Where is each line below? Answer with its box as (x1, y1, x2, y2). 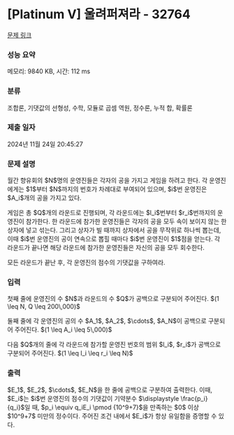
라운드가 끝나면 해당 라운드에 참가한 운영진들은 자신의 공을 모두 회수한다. (7, 244, 205, 252)
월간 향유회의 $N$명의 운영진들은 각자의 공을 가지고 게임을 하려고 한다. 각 (7, 176, 208, 185)
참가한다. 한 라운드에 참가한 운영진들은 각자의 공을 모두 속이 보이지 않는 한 (25, 217, 227, 226)
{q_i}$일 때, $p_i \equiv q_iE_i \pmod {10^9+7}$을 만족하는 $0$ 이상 (7, 403, 199, 411)
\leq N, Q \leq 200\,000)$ (7, 302, 80, 311)
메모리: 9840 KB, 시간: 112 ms (7, 67, 91, 75)
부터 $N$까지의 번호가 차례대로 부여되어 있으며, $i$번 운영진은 (36, 185, 207, 193)
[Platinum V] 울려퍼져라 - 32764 (7, 6, 191, 22)
